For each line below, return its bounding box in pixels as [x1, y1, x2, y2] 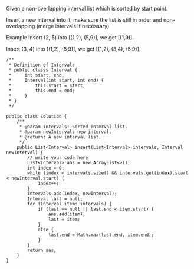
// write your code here [27, 155, 88, 161]
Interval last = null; [27, 196, 83, 202]
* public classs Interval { [8, 67, 78, 73]
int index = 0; [27, 165, 65, 171]
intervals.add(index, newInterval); [27, 191, 117, 197]
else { [37, 227, 54, 233]
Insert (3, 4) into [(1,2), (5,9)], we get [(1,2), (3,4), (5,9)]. [6, 45, 141, 52]
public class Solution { [6, 114, 67, 119]
